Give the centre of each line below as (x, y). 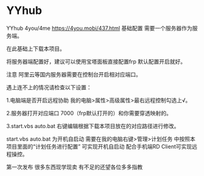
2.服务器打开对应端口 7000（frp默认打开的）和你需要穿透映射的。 (89, 113)
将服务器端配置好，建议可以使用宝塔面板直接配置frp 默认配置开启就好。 (96, 61)
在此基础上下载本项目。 (36, 49)
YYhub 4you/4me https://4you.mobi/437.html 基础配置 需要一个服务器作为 (100, 28)
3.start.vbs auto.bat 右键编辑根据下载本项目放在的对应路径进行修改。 (93, 126)
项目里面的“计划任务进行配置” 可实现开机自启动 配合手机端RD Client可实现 (99, 146)
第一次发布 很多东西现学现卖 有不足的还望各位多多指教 (75, 167)
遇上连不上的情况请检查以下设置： (49, 87)
